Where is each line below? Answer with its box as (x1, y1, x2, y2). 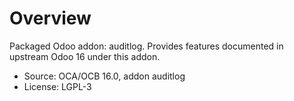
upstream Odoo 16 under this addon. (9, 50, 161, 62)
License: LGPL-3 (23, 80, 92, 92)
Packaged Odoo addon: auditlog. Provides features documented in (9, 40, 284, 52)
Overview (9, 7, 92, 30)
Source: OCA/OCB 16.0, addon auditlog (23, 70, 186, 82)
